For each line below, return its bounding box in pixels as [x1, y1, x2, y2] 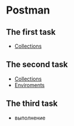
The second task [6, 59, 68, 69]
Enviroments [14, 81, 45, 88]
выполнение [14, 114, 45, 121]
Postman [6, 4, 51, 17]
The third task [6, 98, 58, 109]
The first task [6, 27, 56, 37]
